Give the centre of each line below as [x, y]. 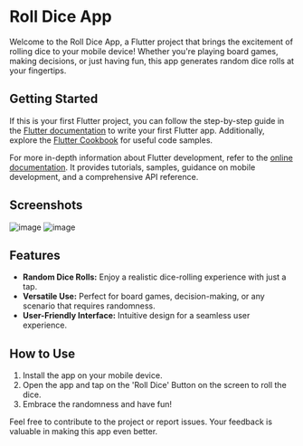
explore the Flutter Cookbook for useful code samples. [111, 140]
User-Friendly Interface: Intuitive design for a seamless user [136, 316]
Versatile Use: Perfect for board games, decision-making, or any [143, 297]
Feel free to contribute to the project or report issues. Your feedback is [141, 422]
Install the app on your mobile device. [92, 375]
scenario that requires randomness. [89, 306]
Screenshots [46, 205]
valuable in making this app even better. [84, 432]
